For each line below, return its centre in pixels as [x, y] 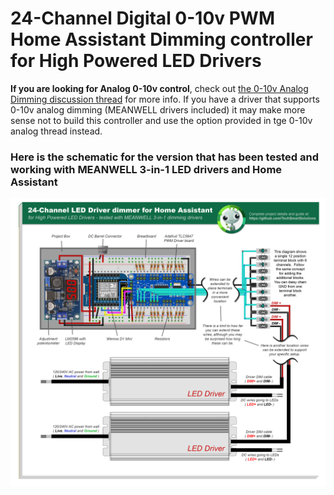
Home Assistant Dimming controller [161, 39]
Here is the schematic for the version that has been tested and [165, 157]
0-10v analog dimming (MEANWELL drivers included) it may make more [158, 109]
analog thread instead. [56, 131]
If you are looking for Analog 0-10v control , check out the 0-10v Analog [159, 88]
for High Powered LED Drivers [136, 61]
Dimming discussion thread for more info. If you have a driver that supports [165, 99]
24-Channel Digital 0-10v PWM [142, 18]
